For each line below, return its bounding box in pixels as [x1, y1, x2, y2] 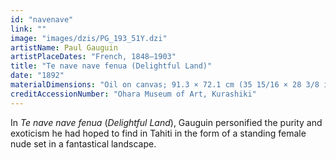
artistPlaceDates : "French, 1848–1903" [10, 52, 177, 62]
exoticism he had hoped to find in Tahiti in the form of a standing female [10, 127, 307, 139]
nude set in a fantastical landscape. [10, 137, 157, 150]
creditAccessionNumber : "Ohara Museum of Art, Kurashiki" [10, 89, 257, 99]
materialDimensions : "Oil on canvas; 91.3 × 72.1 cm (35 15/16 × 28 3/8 [10, 80, 320, 90]
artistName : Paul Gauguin [10, 42, 118, 53]
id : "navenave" [10, 14, 74, 25]
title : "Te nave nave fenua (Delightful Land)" [10, 61, 213, 71]
